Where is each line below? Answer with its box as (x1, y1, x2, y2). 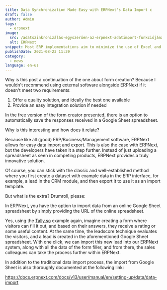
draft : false (5, 12, 32, 17)
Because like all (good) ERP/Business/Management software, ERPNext (5, 137, 150, 143)
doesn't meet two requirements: (5, 87, 71, 93)
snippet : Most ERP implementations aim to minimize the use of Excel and (5, 44, 162, 49)
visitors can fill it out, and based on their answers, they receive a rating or (5, 223, 156, 229)
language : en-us (5, 63, 39, 68)
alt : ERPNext (9, 40, 37, 45)
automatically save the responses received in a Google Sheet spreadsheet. (5, 117, 159, 123)
